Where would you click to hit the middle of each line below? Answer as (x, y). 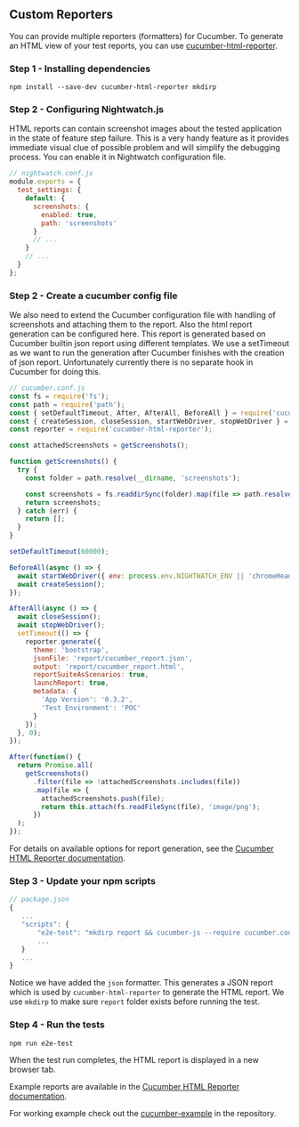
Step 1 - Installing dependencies (80, 69)
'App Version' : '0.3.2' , (87, 700)
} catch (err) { (47, 511)
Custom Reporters (61, 15)
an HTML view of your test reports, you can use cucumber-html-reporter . (144, 45)
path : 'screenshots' (79, 223)
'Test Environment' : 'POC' (91, 708)
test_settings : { (49, 191)
